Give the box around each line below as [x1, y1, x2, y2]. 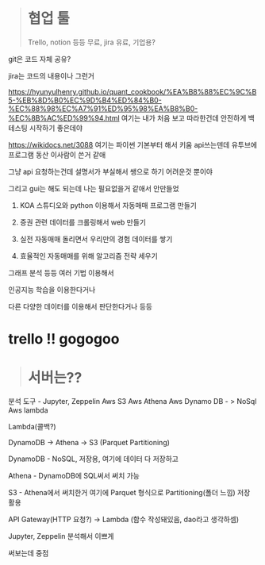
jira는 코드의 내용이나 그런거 [8, 71, 95, 80]
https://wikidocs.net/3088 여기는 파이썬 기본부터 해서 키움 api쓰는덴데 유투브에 [8, 140, 258, 149]
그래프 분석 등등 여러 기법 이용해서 [8, 267, 114, 277]
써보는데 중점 [8, 548, 49, 558]
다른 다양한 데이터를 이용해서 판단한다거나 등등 [8, 302, 153, 311]
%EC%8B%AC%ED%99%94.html [8, 113, 121, 122]
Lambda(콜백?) [8, 422, 57, 432]
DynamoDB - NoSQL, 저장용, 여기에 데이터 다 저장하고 [8, 454, 179, 463]
